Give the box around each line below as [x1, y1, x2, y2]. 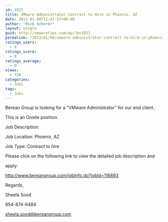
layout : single [5, 26, 37, 31]
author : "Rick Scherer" [5, 21, 55, 26]
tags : [5, 86, 16, 91]
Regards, [5, 182, 24, 188]
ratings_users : [5, 40, 37, 45]
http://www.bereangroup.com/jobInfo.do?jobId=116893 [5, 172, 119, 178]
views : [5, 68, 19, 73]
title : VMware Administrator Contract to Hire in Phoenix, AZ [5, 12, 137, 17]
